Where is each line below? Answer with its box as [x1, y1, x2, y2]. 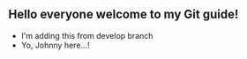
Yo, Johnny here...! [20, 40, 90, 50]
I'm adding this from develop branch [20, 30, 153, 41]
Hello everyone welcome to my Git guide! [8, 7, 239, 22]
